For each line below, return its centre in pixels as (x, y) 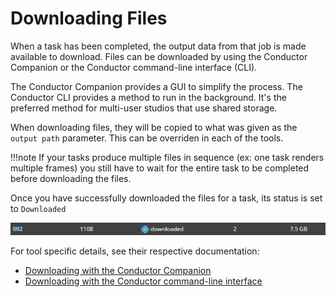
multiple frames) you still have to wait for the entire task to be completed (160, 168)
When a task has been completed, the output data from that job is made (158, 46)
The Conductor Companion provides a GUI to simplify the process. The (156, 86)
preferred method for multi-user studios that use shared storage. (144, 108)
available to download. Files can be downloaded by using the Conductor (159, 56)
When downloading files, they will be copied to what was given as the (154, 127)
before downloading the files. (71, 178)
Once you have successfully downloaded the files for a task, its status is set (166, 198)
